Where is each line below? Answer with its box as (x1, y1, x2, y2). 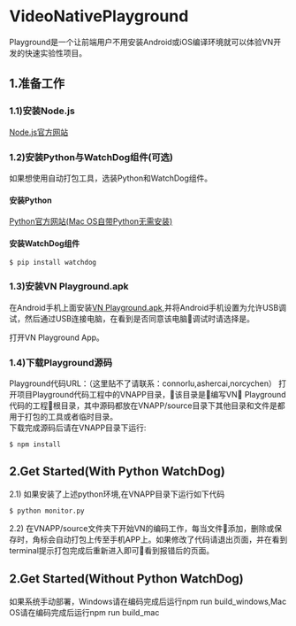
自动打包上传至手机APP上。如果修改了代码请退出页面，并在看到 (55, 534, 288, 545)
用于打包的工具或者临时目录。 (9, 411, 118, 421)
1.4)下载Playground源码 (9, 356, 113, 368)
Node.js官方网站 (9, 127, 69, 137)
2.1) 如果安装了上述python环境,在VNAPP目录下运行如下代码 (9, 489, 225, 499)
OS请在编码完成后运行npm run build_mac (9, 607, 160, 617)
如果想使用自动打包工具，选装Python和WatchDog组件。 (9, 173, 213, 183)
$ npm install (9, 440, 62, 449)
